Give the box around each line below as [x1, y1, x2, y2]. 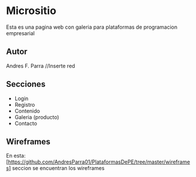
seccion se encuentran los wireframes [12, 165, 104, 172]
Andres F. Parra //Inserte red [6, 62, 75, 69]
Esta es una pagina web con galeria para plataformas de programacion [6, 23, 178, 30]
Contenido [14, 107, 40, 114]
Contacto [14, 120, 38, 127]
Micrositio [6, 4, 57, 18]
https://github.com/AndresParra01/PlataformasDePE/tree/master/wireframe [8, 158, 191, 165]
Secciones [6, 79, 46, 89]
